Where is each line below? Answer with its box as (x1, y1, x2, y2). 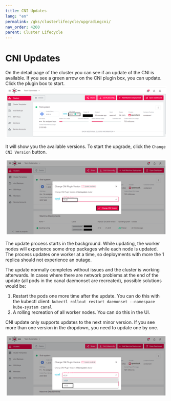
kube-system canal (12, 305, 52, 310)
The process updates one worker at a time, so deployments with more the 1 (5, 251, 164, 257)
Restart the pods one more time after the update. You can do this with (12, 292, 160, 299)
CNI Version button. (5, 149, 47, 155)
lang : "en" (5, 13, 29, 19)
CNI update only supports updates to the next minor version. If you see (5, 319, 155, 325)
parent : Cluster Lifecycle (5, 30, 63, 35)
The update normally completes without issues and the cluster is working (5, 266, 160, 272)
